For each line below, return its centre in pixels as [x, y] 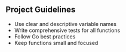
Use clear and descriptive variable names [65, 24]
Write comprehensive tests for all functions [67, 30]
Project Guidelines [41, 10]
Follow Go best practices [45, 36]
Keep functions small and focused [56, 43]
